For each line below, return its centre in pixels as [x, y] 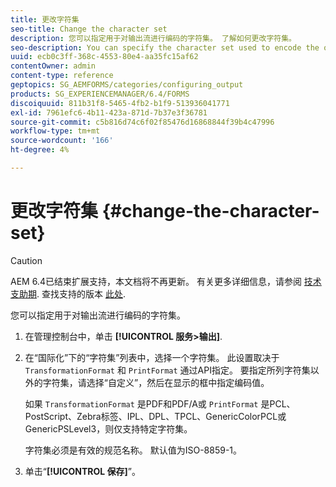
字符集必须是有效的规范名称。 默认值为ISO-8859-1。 [133, 450]
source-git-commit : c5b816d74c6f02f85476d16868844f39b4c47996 [142, 122]
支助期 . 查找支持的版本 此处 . [68, 293]
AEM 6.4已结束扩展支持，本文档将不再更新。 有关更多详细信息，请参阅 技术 [166, 281]
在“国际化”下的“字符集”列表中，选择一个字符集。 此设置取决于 [152, 357]
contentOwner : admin [53, 66]
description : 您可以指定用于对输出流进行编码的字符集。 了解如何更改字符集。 [153, 38]
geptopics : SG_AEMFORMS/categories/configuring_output [127, 85]
